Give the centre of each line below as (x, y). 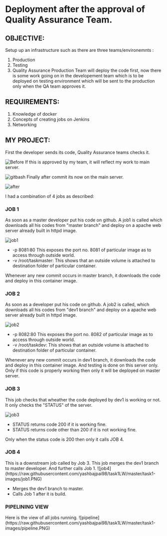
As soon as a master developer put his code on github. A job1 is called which (84, 220)
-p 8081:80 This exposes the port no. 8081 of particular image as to (82, 250)
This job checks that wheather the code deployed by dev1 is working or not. (83, 399)
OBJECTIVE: (25, 38)
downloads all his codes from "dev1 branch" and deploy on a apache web (81, 310)
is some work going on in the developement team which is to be (78, 76)
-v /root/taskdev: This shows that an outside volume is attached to (81, 345)
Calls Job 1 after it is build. (39, 494)
